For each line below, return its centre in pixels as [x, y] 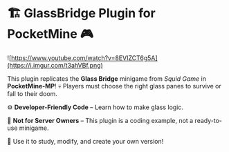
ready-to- [209, 120]
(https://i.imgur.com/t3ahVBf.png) [55, 65]
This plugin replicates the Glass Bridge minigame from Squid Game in [107, 78]
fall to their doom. [32, 93]
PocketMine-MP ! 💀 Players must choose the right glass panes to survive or [114, 86]
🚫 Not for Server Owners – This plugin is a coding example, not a [100, 120]
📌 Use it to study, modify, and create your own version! [85, 141]
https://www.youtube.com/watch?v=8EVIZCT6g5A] [84, 58]
